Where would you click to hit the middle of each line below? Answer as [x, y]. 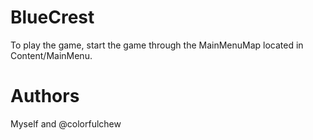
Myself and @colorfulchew [66, 123]
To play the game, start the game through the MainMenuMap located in [157, 45]
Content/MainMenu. [51, 55]
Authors [45, 96]
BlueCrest [52, 17]
